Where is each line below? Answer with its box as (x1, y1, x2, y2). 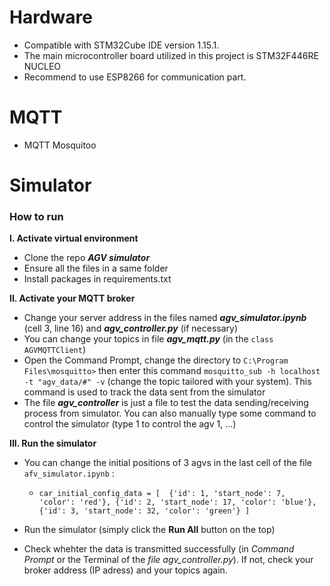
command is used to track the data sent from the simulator (23, 386, 266, 398)
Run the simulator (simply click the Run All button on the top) (23, 524, 276, 536)
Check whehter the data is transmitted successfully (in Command (23, 543, 295, 555)
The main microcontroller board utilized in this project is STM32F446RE (23, 49, 319, 61)
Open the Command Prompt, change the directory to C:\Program (23, 354, 289, 366)
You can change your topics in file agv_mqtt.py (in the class (23, 333, 274, 345)
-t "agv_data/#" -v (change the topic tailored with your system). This (23, 376, 312, 388)
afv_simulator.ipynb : (23, 467, 115, 480)
